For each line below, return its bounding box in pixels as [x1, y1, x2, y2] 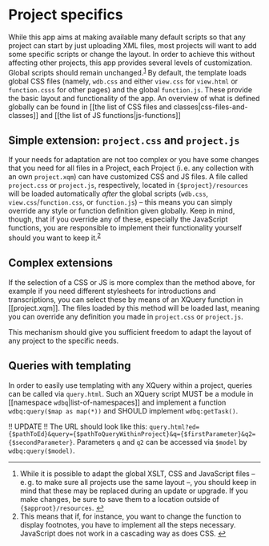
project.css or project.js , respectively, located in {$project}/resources [8, 181, 249, 190]
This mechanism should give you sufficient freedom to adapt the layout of [8, 327, 252, 336]
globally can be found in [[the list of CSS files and [8, 102, 172, 112]
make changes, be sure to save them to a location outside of [19, 494, 220, 503]
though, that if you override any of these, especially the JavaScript [8, 214, 228, 224]
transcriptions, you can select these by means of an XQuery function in [8, 295, 243, 304]
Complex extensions [8, 256, 114, 270]
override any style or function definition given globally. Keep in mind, [8, 206, 235, 216]
